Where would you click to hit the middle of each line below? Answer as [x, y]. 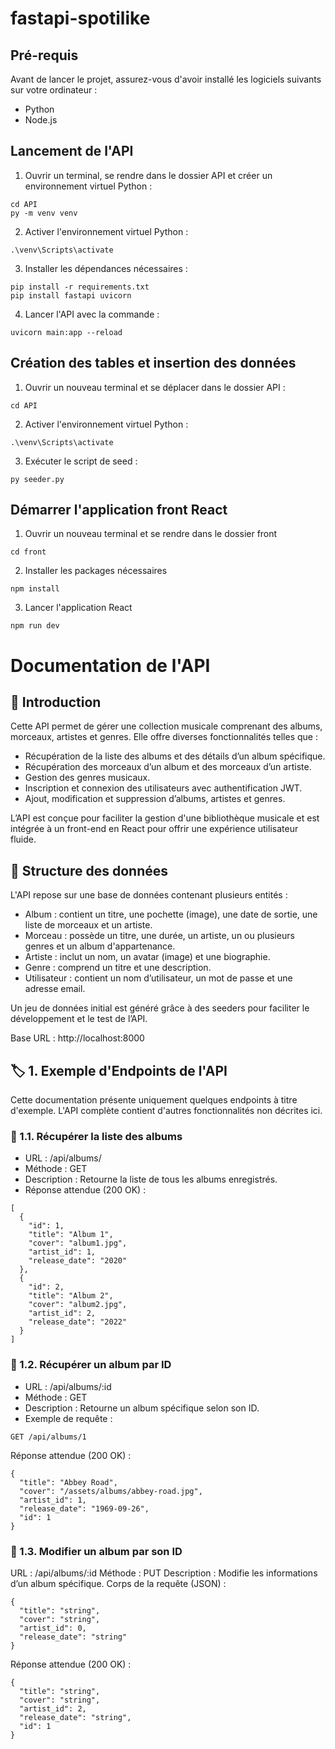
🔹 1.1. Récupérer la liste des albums [96, 1136]
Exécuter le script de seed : [81, 461]
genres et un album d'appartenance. [100, 946]
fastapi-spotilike [80, 18]
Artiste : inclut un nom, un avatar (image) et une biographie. [147, 957]
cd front [28, 552]
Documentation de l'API [110, 665]
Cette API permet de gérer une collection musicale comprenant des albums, [166, 726]
